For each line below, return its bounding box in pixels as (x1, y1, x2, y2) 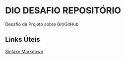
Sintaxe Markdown (5, 48, 44, 54)
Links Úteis (5, 35, 41, 44)
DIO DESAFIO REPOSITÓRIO (5, 5, 122, 16)
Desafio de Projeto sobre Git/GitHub (5, 21, 79, 27)
